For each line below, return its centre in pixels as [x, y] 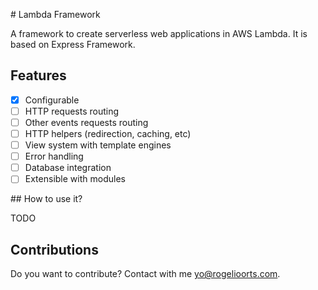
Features [38, 75]
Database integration [68, 168]
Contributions [54, 249]
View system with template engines [98, 145]
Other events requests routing [86, 122]
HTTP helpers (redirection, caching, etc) [108, 133]
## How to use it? [46, 199]
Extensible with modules [75, 179]
